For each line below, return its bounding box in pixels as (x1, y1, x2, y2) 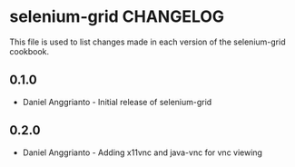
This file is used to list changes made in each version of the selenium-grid (9, 36, 286, 47)
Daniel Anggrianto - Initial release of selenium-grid (22, 96, 212, 107)
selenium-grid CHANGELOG (9, 6, 225, 27)
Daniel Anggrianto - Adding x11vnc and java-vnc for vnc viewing (22, 147, 263, 158)
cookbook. (9, 45, 50, 56)
